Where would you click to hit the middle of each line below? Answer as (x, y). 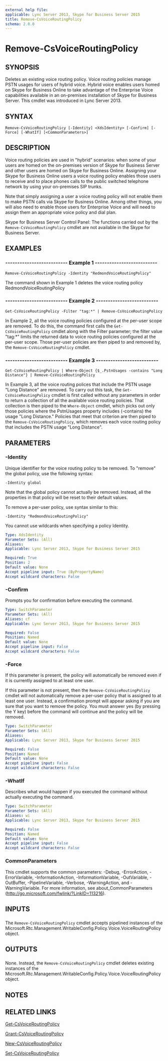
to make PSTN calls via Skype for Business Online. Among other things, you (83, 201)
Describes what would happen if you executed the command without (76, 792)
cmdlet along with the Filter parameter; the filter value (107, 331)
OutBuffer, (16, 883)
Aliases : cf (18, 619)
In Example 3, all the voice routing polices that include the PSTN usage (78, 384)
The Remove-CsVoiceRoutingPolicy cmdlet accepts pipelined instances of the (84, 923)
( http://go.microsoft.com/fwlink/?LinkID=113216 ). (56, 893)
